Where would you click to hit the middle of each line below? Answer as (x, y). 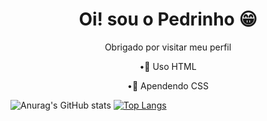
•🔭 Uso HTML (168, 66)
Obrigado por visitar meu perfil (168, 47)
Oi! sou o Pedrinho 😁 (168, 19)
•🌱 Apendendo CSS (168, 85)
